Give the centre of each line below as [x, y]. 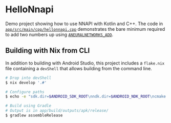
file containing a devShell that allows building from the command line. [79, 68]
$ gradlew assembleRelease [34, 115]
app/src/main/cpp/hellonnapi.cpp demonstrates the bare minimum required [85, 29]
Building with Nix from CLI [48, 50]
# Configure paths [25, 92]
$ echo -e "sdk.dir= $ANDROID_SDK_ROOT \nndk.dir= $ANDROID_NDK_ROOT [78, 97]
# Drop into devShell [28, 78]
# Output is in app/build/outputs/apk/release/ [57, 111]
